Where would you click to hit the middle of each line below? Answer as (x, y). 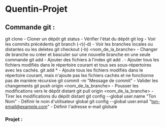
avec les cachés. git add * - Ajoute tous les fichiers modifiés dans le (74, 70)
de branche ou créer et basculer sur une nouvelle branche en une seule (78, 54)
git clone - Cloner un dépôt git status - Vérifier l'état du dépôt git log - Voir (81, 39)
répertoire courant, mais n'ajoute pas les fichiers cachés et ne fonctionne (80, 75)
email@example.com (26, 107)
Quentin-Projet (36, 9)
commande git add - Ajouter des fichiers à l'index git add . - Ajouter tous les (82, 60)
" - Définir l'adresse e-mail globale (82, 107)
